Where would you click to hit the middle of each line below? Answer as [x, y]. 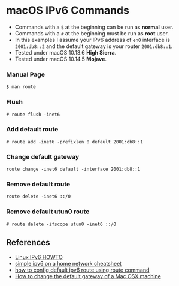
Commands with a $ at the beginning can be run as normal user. [94, 27]
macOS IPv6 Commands [68, 10]
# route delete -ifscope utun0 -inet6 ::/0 [61, 224]
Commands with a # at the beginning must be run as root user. [92, 33]
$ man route [21, 87]
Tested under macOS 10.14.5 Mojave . [60, 59]
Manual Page [25, 74]
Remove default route [38, 185]
